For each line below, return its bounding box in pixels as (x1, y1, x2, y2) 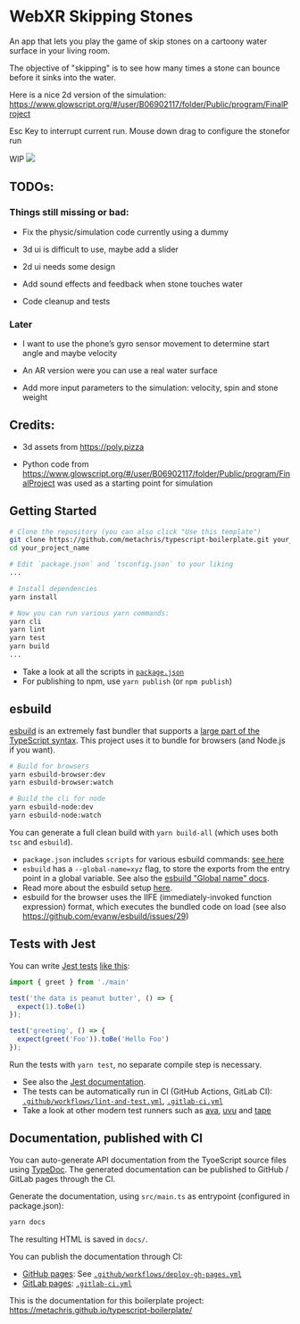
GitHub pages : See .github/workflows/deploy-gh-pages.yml (21, 1268, 243, 1278)
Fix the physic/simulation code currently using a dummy (21, 226, 229, 237)
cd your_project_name (9, 544, 90, 553)
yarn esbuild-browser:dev (9, 770, 105, 779)
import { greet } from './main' (9, 978, 129, 987)
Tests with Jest (9, 937, 96, 952)
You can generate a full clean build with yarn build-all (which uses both (9, 827, 279, 837)
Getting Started (9, 504, 97, 519)
